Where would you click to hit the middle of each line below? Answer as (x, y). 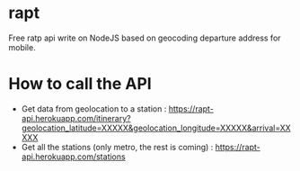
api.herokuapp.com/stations (74, 157)
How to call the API (80, 84)
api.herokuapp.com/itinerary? (76, 118)
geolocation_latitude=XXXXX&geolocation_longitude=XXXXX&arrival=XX (156, 128)
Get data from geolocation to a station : (94, 108)
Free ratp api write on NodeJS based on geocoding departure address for (145, 38)
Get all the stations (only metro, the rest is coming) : (117, 147)
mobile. (22, 47)
